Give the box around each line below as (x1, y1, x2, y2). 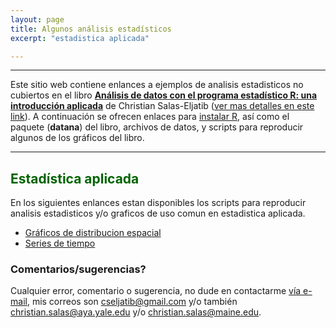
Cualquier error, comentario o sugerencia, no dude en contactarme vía (10, 285, 302, 297)
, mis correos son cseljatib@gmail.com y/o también (26, 296, 238, 308)
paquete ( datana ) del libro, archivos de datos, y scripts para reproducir (10, 121, 304, 133)
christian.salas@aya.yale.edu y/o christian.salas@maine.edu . (10, 306, 262, 318)
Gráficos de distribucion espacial (24, 227, 162, 239)
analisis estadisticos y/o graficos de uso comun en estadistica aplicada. (10, 207, 306, 220)
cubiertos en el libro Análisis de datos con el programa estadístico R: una (10, 89, 318, 101)
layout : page (10, 14, 65, 25)
